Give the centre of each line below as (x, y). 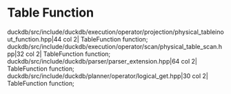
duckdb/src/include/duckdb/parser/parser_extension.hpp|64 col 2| (102, 61)
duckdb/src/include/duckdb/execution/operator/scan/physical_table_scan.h (115, 46)
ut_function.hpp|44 (34, 39)
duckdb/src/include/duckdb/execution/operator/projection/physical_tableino (115, 32)
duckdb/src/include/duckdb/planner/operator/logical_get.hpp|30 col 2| (108, 76)
